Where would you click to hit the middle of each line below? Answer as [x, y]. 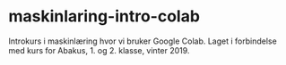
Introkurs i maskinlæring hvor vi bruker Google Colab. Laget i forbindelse [143, 41]
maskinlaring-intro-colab [104, 16]
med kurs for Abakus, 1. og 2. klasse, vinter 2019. [99, 50]
